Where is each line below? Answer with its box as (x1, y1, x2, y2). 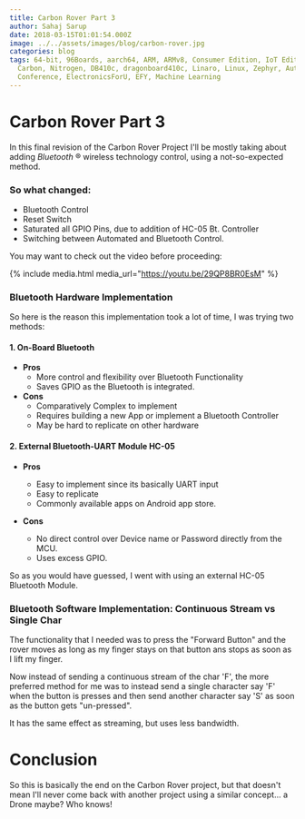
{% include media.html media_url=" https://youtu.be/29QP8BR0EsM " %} (9, 268, 279, 279)
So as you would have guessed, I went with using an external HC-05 (9, 569, 265, 581)
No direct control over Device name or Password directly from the (35, 533, 283, 544)
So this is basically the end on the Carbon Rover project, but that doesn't (9, 779, 281, 790)
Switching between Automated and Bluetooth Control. (22, 232, 224, 243)
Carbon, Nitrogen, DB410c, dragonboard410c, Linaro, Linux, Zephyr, (17, 64, 282, 74)
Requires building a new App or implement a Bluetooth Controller (35, 410, 280, 421)
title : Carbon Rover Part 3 (9, 13, 116, 23)
